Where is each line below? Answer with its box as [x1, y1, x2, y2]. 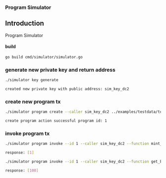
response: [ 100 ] [5, 168, 39, 173]
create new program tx [5, 98, 61, 105]
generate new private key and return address [5, 66, 116, 73]
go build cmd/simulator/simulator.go [5, 54, 83, 59]
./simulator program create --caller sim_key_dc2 [5, 109, 110, 115]
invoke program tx [5, 130, 50, 137]
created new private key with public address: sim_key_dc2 [5, 86, 129, 91]
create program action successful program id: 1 [5, 118, 107, 124]
